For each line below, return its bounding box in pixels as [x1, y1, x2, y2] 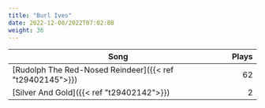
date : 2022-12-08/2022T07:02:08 [8, 19, 114, 27]
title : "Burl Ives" [8, 11, 73, 20]
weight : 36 [8, 26, 44, 34]
